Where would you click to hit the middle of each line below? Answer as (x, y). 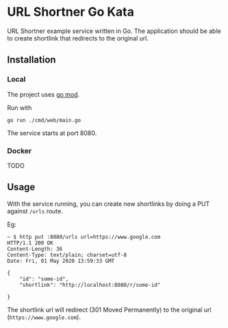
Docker (20, 150)
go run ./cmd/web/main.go (44, 120)
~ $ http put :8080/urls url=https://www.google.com (84, 237)
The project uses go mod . (43, 94)
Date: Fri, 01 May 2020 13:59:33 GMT (61, 261)
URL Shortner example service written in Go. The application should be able (114, 31)
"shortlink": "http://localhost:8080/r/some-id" (90, 285)
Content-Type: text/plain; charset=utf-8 (67, 255)
